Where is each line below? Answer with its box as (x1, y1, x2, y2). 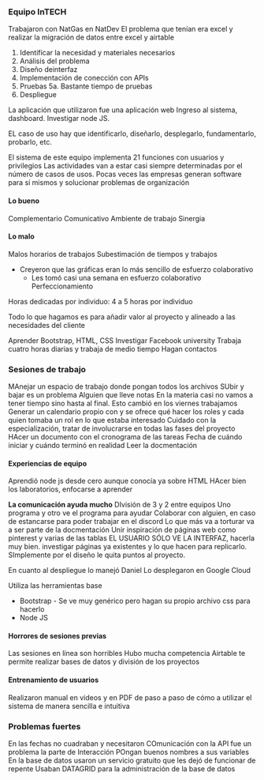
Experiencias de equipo (8, 458, 87, 468)
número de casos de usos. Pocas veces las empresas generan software (8, 169, 242, 179)
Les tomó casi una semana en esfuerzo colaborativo (31, 273, 202, 282)
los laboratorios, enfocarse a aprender (8, 484, 132, 494)
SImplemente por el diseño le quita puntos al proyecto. (8, 550, 186, 560)
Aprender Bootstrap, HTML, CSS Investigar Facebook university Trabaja (8, 335, 242, 345)
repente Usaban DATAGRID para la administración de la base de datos (8, 763, 236, 773)
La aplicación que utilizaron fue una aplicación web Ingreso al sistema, (8, 105, 238, 115)
